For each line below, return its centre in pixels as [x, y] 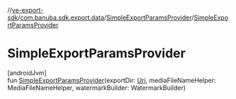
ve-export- [28, 10]
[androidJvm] [27, 72]
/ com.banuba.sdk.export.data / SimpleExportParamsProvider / [106, 18]
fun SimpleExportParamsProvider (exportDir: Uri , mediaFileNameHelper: [112, 80]
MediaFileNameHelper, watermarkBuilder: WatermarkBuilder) [97, 88]
